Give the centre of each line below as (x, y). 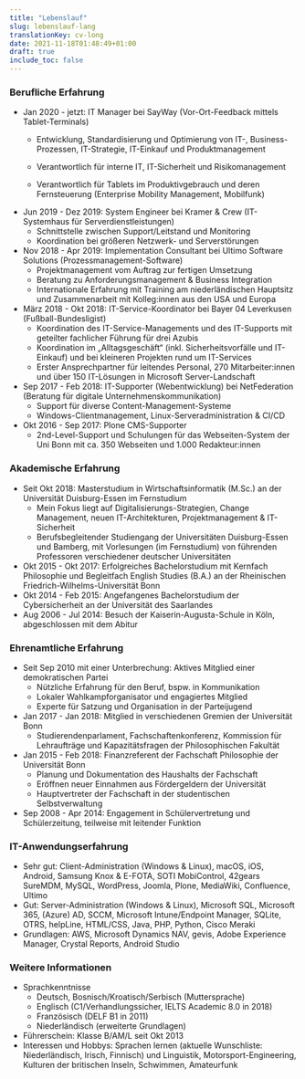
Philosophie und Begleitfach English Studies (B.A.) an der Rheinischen (154, 575)
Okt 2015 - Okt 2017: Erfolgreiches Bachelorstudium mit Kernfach (145, 566)
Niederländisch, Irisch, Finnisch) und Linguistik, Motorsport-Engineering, (159, 1055)
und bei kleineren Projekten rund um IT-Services (161, 358)
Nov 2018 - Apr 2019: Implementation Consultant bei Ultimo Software (152, 251)
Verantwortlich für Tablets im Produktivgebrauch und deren (148, 184)
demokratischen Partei (65, 677)
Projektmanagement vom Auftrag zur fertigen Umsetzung (144, 270)
